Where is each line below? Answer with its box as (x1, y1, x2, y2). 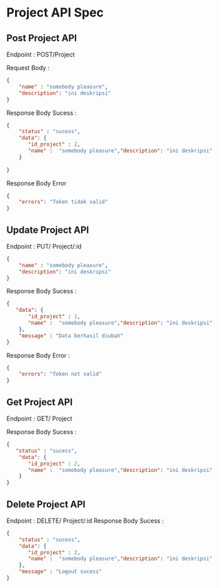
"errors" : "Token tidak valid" (19, 199, 108, 205)
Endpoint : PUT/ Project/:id (6, 242, 82, 250)
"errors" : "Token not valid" (19, 371, 102, 378)
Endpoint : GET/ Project (6, 414, 73, 422)
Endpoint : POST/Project (6, 50, 75, 58)
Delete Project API (6, 498, 86, 510)
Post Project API (6, 32, 77, 44)
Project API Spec (6, 5, 104, 21)
